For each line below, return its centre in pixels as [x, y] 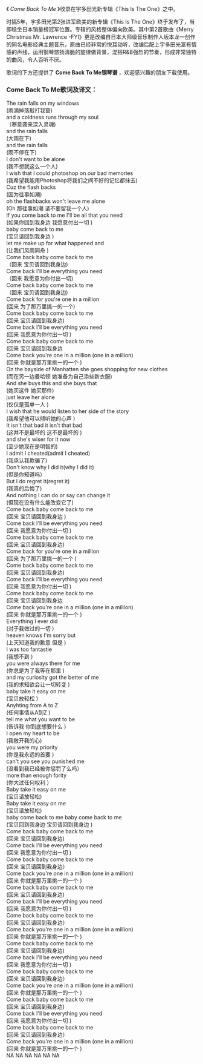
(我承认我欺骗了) [27, 461]
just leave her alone [31, 397]
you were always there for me [43, 663]
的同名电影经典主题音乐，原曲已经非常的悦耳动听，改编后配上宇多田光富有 [99, 45]
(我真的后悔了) [24, 489]
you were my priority [32, 747]
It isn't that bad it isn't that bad [44, 425]
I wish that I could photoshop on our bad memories [70, 173]
